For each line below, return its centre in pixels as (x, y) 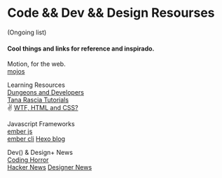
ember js (20, 132)
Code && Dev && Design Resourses (111, 13)
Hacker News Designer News (50, 167)
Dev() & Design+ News (40, 153)
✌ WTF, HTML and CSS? (43, 108)
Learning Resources (36, 85)
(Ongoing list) (27, 32)
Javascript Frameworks (41, 124)
